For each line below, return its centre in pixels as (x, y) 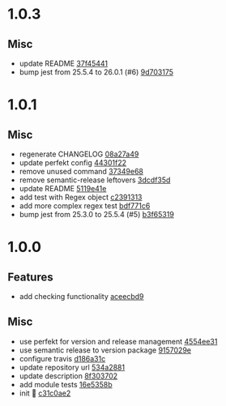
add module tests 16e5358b (66, 384)
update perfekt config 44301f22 (73, 162)
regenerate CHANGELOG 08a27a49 (79, 154)
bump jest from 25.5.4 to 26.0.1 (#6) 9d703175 (96, 72)
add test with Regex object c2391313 (81, 197)
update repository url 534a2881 (72, 367)
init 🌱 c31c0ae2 (45, 393)
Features (30, 277)
